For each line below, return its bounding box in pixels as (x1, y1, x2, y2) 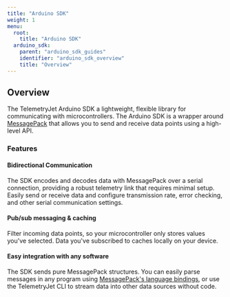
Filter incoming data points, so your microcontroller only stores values (7, 229, 205, 237)
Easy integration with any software (7, 252, 109, 261)
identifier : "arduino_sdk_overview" (19, 55, 125, 62)
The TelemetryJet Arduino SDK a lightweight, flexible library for (7, 104, 187, 113)
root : (13, 29, 30, 36)
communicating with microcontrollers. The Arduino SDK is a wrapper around (7, 112, 224, 120)
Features (7, 144, 38, 153)
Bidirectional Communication (7, 161, 93, 169)
